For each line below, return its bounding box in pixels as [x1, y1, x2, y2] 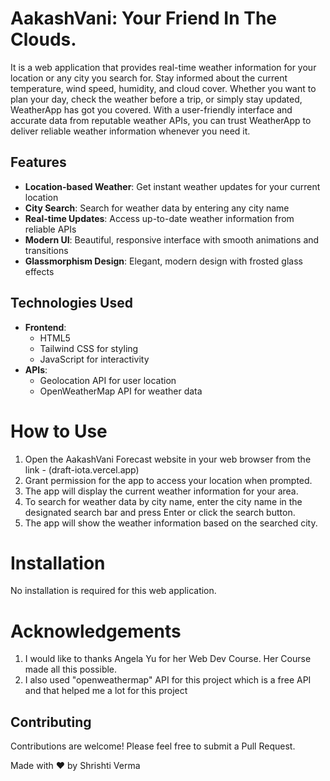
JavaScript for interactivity [39, 353, 150, 365]
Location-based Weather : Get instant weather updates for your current [24, 180, 321, 192]
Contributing [10, 713, 92, 731]
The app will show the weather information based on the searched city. [24, 517, 318, 529]
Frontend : [24, 321, 67, 333]
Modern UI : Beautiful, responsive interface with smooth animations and [24, 233, 320, 246]
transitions [24, 244, 69, 256]
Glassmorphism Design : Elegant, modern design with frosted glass [24, 255, 303, 267]
